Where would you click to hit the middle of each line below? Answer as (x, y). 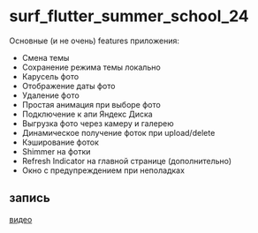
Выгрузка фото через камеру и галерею (98, 123)
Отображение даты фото (68, 86)
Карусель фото (50, 76)
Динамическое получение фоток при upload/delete (118, 132)
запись (30, 198)
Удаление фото (50, 95)
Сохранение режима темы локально (91, 67)
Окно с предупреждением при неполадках (103, 170)
